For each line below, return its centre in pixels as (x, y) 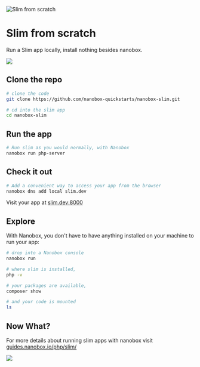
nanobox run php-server (36, 153)
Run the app (29, 134)
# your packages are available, (46, 286)
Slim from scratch (51, 33)
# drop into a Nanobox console (45, 253)
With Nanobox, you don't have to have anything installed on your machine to (100, 236)
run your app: (23, 242)
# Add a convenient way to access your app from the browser (84, 186)
